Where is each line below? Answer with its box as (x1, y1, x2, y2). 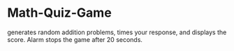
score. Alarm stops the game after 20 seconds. (7, 35, 143, 43)
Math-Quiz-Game (7, 5, 112, 21)
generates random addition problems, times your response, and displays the (7, 28, 227, 36)
